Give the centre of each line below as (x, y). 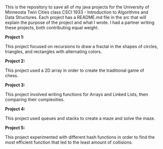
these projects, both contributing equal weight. (52, 28)
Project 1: (15, 37)
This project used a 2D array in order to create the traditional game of (75, 70)
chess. (12, 75)
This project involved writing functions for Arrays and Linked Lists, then (77, 94)
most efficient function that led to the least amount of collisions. (69, 142)
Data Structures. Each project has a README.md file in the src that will (76, 17)
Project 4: (15, 109)
